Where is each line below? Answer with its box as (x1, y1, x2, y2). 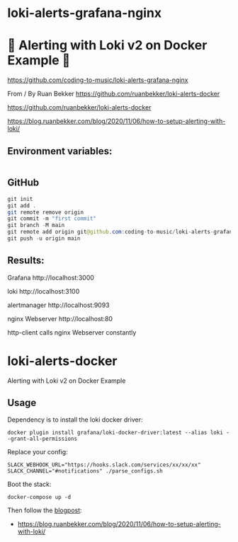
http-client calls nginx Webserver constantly (7, 328, 137, 337)
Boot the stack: (7, 480, 52, 489)
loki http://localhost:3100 (7, 287, 80, 295)
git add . (7, 202, 37, 209)
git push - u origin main (7, 235, 81, 242)
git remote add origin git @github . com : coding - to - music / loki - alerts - (7, 229, 214, 236)
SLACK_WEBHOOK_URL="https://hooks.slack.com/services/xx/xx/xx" (7, 461, 201, 468)
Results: (7, 255, 45, 267)
